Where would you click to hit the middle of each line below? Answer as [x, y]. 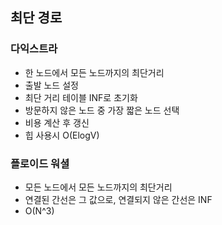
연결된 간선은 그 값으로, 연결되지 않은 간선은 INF [118, 199]
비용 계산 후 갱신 [57, 122]
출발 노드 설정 [51, 85]
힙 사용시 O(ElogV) [62, 135]
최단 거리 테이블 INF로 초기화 [81, 97]
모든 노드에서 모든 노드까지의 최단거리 [98, 187]
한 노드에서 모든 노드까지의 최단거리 [94, 72]
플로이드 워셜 [40, 163]
